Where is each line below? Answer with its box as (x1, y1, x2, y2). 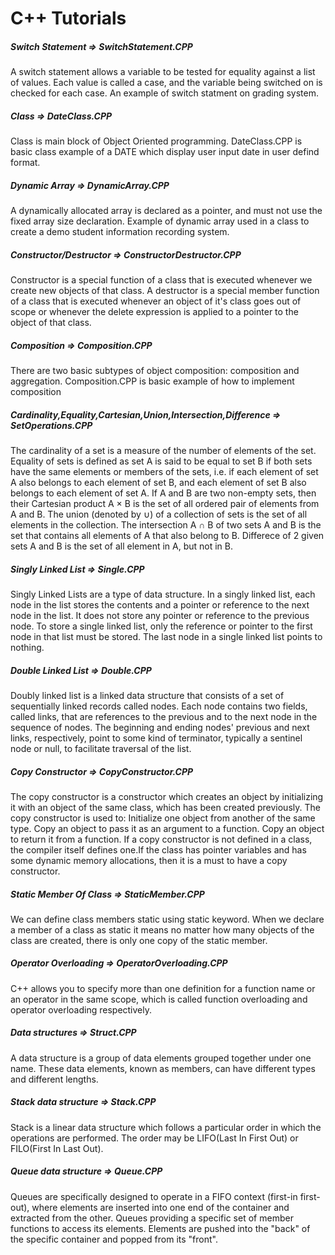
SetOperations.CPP (10, 419, 93, 431)
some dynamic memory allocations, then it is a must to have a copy (10, 854, 288, 866)
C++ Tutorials (10, 7, 127, 30)
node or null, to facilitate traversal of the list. (10, 742, 192, 754)
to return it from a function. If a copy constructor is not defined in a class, (10, 833, 313, 845)
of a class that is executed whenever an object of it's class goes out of (10, 295, 302, 307)
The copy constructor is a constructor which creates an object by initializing (10, 790, 324, 802)
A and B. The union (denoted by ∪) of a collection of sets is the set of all (10, 508, 308, 520)
